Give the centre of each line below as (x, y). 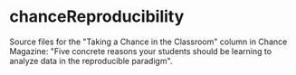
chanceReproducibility (97, 17)
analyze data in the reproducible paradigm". (91, 61)
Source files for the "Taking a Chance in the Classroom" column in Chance (148, 42)
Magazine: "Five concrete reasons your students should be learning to (141, 51)
